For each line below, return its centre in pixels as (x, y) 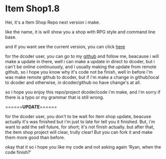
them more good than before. (35, 137)
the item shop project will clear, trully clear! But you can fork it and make (79, 132)
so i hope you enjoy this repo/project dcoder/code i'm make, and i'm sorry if (83, 92)
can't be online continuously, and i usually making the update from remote (81, 67)
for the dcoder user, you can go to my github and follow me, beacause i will (82, 56)
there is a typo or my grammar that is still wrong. (55, 97)
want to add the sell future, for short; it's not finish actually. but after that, (80, 127)
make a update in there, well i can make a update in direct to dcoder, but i (80, 61)
